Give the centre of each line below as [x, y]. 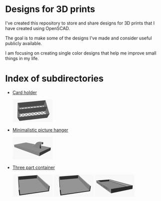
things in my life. [22, 58]
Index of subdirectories [54, 79]
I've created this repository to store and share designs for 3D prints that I [80, 23]
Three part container [34, 167]
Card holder [25, 92]
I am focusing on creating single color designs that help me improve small [81, 53]
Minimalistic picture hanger [40, 130]
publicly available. [24, 43]
